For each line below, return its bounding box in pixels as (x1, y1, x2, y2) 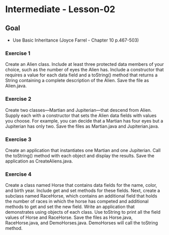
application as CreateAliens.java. (5, 158, 73, 164)
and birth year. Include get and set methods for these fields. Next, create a (5, 187, 160, 193)
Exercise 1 (5, 50, 31, 57)
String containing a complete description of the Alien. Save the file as (5, 77, 149, 84)
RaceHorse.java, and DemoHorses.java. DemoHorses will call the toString (5, 220, 158, 226)
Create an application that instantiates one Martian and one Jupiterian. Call (5, 147, 161, 153)
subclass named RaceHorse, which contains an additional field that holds (5, 193, 157, 199)
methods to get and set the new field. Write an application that (5, 204, 135, 210)
